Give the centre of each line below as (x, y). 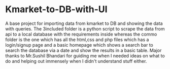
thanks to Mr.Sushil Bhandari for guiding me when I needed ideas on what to (85, 56)
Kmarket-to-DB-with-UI (56, 9)
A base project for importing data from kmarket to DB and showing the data (84, 23)
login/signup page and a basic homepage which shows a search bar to (79, 45)
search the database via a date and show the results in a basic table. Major (83, 50)
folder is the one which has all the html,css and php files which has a (77, 40)
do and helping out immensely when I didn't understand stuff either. (76, 61)
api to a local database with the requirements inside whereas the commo (81, 34)
